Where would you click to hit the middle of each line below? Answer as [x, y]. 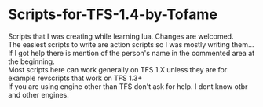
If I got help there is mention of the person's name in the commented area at [131, 53]
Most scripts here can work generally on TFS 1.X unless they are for [118, 69]
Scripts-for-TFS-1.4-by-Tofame [113, 15]
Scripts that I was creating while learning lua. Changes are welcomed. [121, 36]
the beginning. [31, 61]
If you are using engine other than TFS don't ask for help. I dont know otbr [128, 86]
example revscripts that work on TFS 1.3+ [75, 78]
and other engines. [38, 94]
